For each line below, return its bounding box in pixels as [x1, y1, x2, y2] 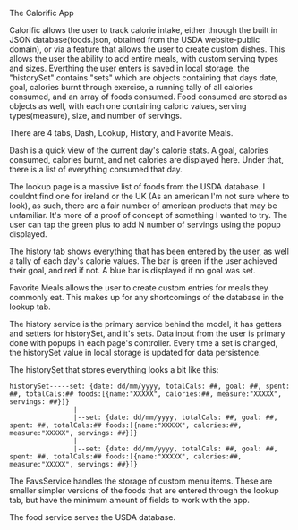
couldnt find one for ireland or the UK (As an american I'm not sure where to [9, 191, 290, 201]
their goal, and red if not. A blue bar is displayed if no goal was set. [9, 265, 256, 275]
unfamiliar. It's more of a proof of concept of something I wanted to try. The [9, 210, 288, 220]
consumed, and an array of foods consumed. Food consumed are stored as [9, 91, 288, 102]
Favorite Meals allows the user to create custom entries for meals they [9, 282, 268, 293]
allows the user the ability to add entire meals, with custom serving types [9, 54, 279, 63]
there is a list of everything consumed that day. [9, 164, 183, 174]
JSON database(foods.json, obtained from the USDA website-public [9, 35, 260, 45]
